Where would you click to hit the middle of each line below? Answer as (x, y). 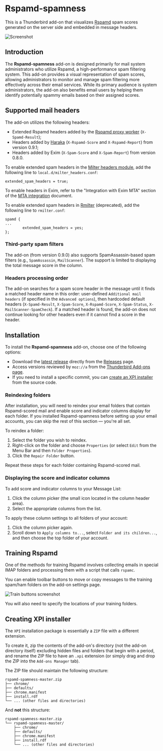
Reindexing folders (28, 395)
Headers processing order (37, 278)
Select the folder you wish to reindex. (49, 440)
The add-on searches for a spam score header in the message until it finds (80, 288)
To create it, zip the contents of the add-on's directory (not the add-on (76, 645)
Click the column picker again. (42, 527)
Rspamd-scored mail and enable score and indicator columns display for (78, 411)
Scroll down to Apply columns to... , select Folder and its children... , (84, 532)
